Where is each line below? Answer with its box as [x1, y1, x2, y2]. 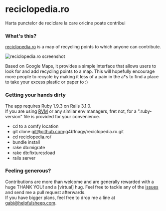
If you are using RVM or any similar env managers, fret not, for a [5, 108, 137, 114]
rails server [12, 155, 36, 161]
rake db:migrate [12, 144, 45, 150]
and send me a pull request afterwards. [5, 189, 86, 195]
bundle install [12, 139, 40, 145]
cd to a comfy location [12, 123, 59, 129]
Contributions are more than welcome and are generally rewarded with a [5, 179, 154, 185]
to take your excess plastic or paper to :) [5, 79, 88, 85]
